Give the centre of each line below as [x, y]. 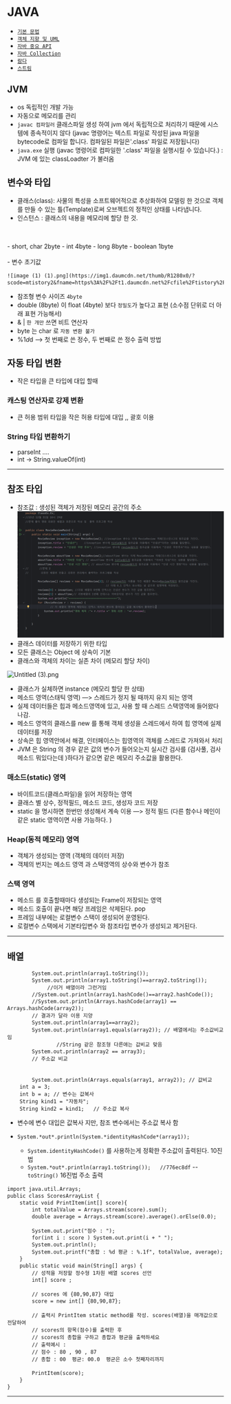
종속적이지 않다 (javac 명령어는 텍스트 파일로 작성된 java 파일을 [115, 132]
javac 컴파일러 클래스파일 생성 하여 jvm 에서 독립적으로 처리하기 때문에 [111, 124]
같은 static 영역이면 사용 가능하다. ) [64, 820]
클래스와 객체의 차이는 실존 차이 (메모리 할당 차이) [84, 661]
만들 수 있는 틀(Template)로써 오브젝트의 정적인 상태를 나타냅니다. [113, 209]
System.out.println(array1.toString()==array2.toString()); [120, 980]
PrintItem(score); [58, 1374]
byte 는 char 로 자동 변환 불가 [56, 330]
